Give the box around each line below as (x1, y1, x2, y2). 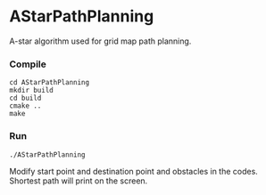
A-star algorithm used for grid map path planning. (9, 36, 192, 46)
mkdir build (9, 86, 54, 95)
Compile (9, 58, 46, 70)
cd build (9, 93, 42, 103)
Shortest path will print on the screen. (9, 175, 148, 186)
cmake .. (9, 102, 42, 110)
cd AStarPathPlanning (9, 78, 90, 87)
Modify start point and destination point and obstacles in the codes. (9, 166, 259, 176)
